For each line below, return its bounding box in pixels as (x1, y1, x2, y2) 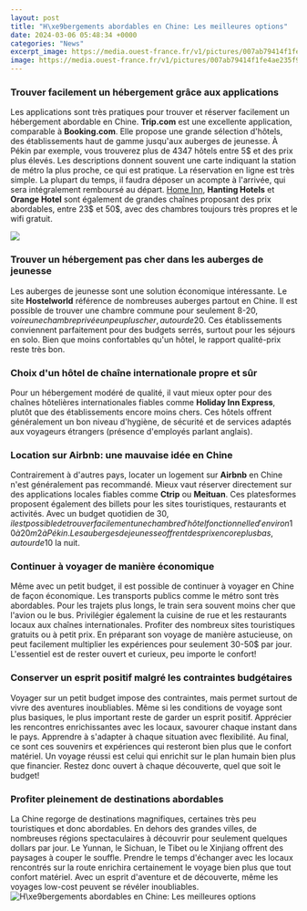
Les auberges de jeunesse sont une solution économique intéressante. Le (10, 285, 288, 297)
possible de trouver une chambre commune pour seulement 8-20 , (10, 305, 259, 316)
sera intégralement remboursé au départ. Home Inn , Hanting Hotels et (10, 184, 275, 195)
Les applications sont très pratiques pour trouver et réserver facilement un (10, 107, 290, 118)
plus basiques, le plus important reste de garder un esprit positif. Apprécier (10, 711, 292, 722)
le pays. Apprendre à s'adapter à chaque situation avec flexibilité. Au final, (10, 731, 290, 742)
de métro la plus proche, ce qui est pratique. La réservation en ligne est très (10, 165, 295, 176)
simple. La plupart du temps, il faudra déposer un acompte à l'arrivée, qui (10, 174, 286, 185)
